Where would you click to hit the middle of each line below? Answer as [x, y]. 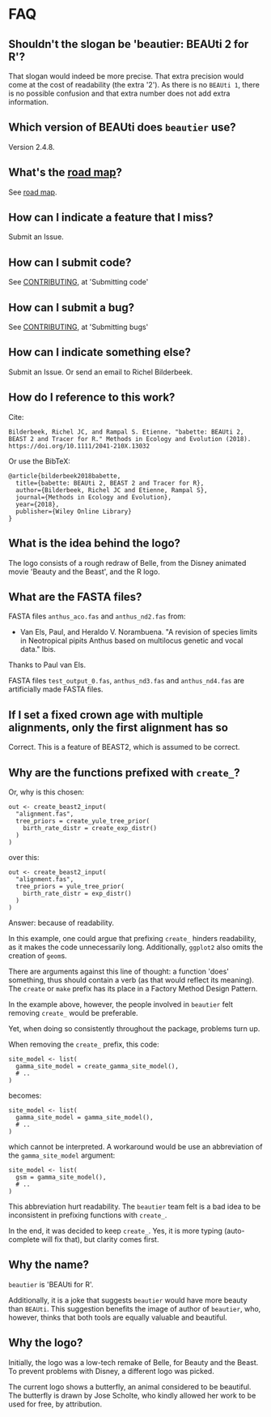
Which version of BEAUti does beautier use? [122, 128]
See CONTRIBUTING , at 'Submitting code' [78, 282]
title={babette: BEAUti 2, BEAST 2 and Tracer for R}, [110, 483]
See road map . [33, 192]
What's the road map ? [66, 172]
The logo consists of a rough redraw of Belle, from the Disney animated [127, 563]
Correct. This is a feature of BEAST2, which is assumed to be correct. [124, 747]
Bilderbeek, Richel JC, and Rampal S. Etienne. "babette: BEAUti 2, [126, 432]
